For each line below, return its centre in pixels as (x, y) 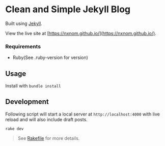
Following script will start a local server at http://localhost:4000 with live (83, 114)
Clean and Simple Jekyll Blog (68, 9)
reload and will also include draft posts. (46, 119)
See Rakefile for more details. (49, 138)
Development (27, 102)
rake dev (15, 129)
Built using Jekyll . (24, 23)
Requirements (23, 46)
